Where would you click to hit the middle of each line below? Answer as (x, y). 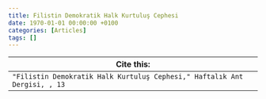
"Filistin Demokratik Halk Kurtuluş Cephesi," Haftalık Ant (128, 77)
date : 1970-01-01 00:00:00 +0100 (63, 23)
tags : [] (23, 38)
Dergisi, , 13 (39, 85)
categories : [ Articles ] (47, 30)
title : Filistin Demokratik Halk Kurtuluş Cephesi (93, 15)
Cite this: (133, 64)
